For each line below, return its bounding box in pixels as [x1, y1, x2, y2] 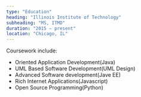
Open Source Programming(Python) [14, 84, 103, 91]
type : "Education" [6, 8, 52, 15]
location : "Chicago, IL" [6, 31, 68, 37]
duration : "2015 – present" [6, 25, 76, 32]
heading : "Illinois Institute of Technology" [6, 14, 121, 20]
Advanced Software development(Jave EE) [14, 71, 121, 79]
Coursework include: [6, 47, 58, 54]
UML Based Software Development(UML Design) [14, 65, 136, 72]
